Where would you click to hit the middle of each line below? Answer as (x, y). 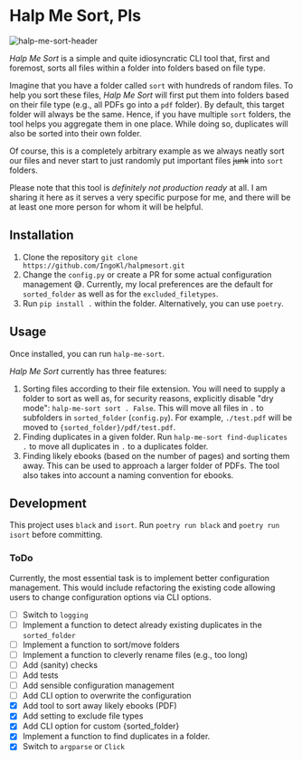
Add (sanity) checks (60, 664)
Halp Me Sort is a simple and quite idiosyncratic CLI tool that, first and (140, 58)
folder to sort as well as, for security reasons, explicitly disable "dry (148, 398)
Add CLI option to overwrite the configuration (107, 696)
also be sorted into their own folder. (75, 133)
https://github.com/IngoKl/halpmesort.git (104, 266)
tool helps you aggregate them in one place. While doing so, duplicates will (149, 124)
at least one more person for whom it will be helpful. (106, 207)
